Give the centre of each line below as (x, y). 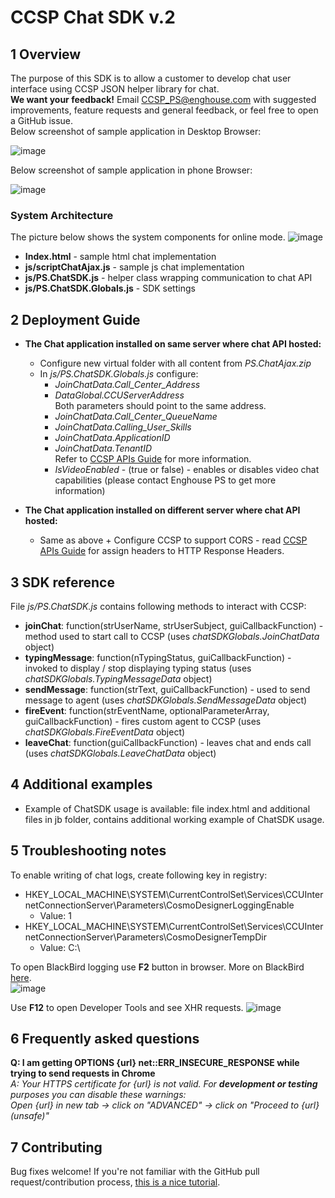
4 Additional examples (81, 784)
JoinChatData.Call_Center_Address (127, 385)
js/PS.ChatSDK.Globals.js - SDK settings (110, 288)
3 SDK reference (62, 582)
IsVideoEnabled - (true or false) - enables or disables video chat (187, 470)
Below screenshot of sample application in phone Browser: (131, 170)
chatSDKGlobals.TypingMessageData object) (118, 678)
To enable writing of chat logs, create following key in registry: (139, 875)
